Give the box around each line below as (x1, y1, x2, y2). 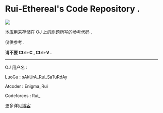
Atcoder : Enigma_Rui (5, 83, 48, 89)
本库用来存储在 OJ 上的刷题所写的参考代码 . (5, 29, 92, 35)
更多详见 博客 (5, 102, 31, 108)
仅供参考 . (5, 39, 25, 45)
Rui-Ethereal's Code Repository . (5, 3, 140, 14)
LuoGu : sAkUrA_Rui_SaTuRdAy (5, 74, 67, 80)
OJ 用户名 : (5, 64, 28, 70)
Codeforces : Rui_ (5, 93, 41, 99)
